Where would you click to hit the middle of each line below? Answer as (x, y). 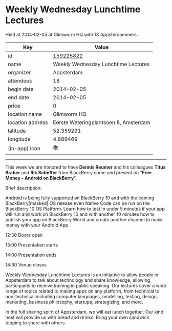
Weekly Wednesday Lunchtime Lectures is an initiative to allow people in (82, 275)
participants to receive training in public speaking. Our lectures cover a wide (86, 285)
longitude (19, 139)
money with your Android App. (38, 225)
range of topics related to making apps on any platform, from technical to (82, 291)
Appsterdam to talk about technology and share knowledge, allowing (78, 280)
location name (25, 114)
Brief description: (24, 188)
